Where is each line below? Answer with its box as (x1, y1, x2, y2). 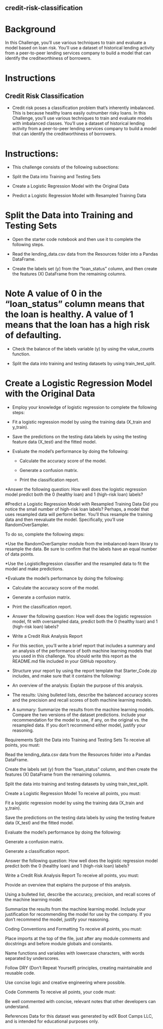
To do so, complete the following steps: (5, 531, 85, 538)
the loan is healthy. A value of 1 (5, 309, 134, 320)
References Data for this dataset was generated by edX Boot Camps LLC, (5, 1013, 153, 1019)
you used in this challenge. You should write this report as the (12, 653, 137, 659)
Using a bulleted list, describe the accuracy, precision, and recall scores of (5, 891, 156, 897)
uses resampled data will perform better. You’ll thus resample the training (5, 512, 153, 517)
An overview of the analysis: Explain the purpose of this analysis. (12, 682, 143, 688)
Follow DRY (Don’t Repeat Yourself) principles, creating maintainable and (5, 965, 152, 971)
